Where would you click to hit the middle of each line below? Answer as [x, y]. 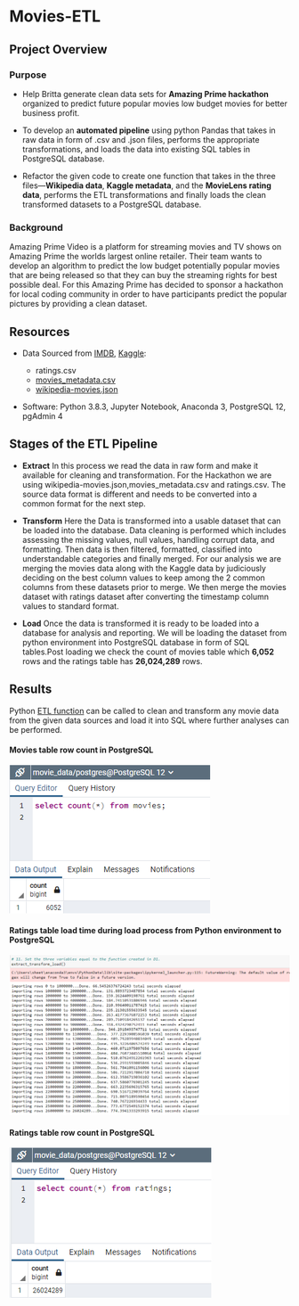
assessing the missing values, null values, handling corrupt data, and [148, 539]
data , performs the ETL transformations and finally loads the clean [144, 194]
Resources [40, 332]
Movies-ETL [55, 16]
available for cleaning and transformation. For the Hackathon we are [147, 475]
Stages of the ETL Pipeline [84, 444]
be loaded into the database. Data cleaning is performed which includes [154, 530]
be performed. [36, 729]
